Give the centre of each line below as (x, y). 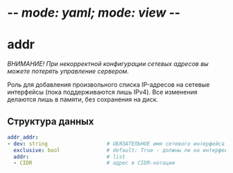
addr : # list (70, 157)
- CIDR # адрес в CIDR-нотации (94, 163)
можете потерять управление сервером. (68, 72)
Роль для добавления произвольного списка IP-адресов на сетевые (109, 85)
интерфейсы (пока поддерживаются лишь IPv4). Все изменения (102, 92)
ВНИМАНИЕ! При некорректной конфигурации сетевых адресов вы (108, 64)
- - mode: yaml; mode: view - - (94, 13)
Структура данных (51, 121)
